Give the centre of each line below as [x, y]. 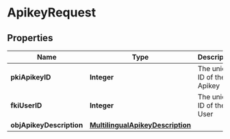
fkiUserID [26, 105]
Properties [30, 38]
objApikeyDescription [47, 125]
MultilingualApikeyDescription [140, 125]
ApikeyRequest [52, 13]
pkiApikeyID [31, 77]
